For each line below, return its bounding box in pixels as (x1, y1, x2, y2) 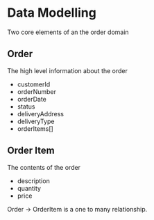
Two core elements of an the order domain (7, 28, 130, 36)
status (17, 102, 35, 111)
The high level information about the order (7, 66, 128, 74)
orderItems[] (17, 124, 53, 133)
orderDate (17, 95, 47, 103)
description (17, 176, 50, 185)
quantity (17, 184, 42, 192)
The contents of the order (7, 163, 81, 171)
